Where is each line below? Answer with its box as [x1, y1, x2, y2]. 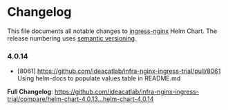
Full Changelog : [7, 87, 53, 96]
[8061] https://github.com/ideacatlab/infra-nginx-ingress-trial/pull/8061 [17, 67, 221, 76]
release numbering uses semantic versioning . [7, 34, 137, 42]
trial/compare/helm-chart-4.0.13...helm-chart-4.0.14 [7, 95, 154, 103]
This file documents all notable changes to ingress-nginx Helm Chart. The [7, 27, 218, 35]
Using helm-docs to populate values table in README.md [17, 74, 181, 82]
